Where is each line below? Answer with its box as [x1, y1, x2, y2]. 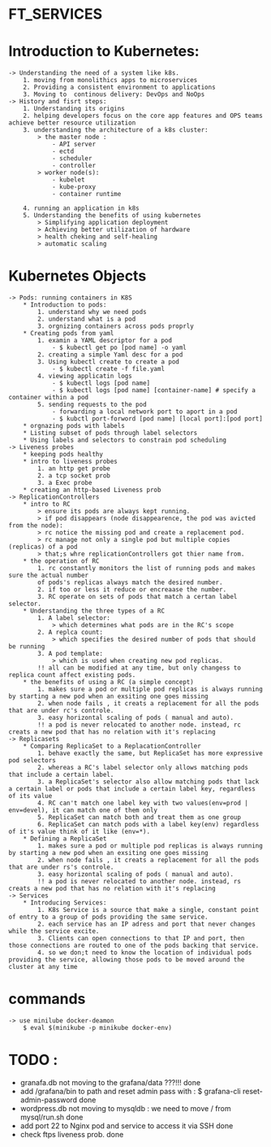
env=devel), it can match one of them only [8, 806, 158, 814]
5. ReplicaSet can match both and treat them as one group [37, 813, 242, 822]
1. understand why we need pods [37, 308, 148, 316]
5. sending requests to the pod [37, 400, 148, 409]
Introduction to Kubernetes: [8, 42, 200, 61]
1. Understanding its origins [23, 105, 126, 113]
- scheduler [51, 155, 92, 163]
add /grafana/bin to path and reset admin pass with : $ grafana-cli [19, 1086, 241, 1096]
